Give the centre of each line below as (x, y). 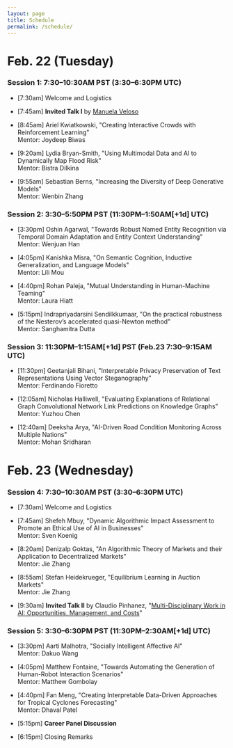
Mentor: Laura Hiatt (45, 301)
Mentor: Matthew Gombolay (57, 682)
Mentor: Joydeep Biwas (51, 139)
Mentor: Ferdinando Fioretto (57, 385)
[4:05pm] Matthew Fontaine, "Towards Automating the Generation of (116, 667)
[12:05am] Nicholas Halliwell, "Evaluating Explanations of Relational (113, 399)
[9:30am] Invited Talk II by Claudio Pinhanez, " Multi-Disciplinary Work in (121, 605)
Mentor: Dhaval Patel (47, 710)
